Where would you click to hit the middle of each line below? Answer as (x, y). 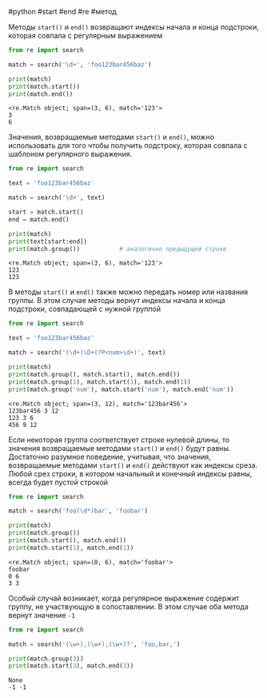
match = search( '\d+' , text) (57, 198)
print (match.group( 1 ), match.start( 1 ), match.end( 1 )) (100, 382)
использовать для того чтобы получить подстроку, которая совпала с (128, 146)
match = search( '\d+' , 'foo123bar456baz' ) (80, 64)
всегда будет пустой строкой (58, 482)
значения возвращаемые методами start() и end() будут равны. (120, 448)
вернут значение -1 (42, 615)
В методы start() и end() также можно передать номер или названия (128, 292)
